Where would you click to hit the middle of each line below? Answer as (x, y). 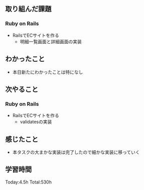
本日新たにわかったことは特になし (48, 72)
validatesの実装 (36, 122)
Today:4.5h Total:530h (28, 182)
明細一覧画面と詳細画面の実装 (51, 41)
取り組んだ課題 (28, 9)
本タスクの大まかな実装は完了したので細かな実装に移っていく (76, 152)
